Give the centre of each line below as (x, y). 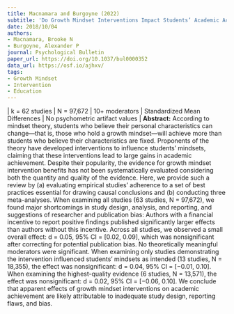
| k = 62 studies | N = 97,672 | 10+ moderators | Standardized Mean (104, 111)
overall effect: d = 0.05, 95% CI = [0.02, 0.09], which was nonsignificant (111, 237)
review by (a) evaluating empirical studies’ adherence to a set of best (106, 185)
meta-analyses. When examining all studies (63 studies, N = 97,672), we (111, 200)
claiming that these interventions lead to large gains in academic (100, 156)
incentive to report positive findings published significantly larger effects (111, 222)
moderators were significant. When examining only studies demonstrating (113, 252)
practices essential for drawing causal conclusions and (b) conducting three (117, 193)
